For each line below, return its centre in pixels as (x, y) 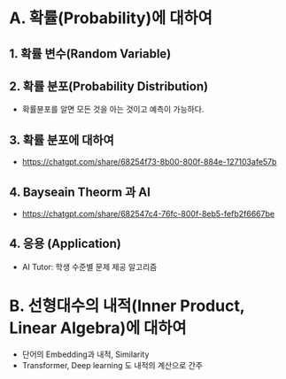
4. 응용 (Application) (65, 244)
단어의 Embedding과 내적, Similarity (85, 354)
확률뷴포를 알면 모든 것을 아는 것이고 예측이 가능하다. (113, 109)
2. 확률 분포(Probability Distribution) (109, 86)
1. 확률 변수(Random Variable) (90, 54)
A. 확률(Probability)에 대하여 (111, 18)
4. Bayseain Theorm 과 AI (80, 192)
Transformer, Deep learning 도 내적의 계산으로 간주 (112, 365)
